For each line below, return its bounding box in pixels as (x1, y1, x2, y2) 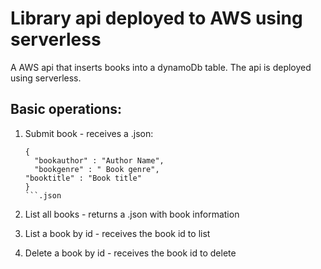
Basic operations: (10, 101, 123, 118)
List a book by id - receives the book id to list (24, 227, 211, 239)
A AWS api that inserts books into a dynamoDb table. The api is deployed (10, 61, 312, 73)
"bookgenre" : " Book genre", (34, 164, 160, 174)
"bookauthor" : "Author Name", (34, 155, 165, 166)
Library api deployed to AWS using (10, 7, 303, 30)
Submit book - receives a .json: (24, 127, 154, 139)
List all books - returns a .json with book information (24, 208, 240, 220)
